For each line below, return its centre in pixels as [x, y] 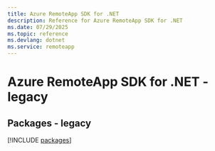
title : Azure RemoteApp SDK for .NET [63, 14]
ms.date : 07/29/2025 [38, 27]
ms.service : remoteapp [41, 47]
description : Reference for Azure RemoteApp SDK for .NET [95, 21]
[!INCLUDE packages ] [40, 140]
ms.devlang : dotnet [36, 40]
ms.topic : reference [38, 34]
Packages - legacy [49, 123]
